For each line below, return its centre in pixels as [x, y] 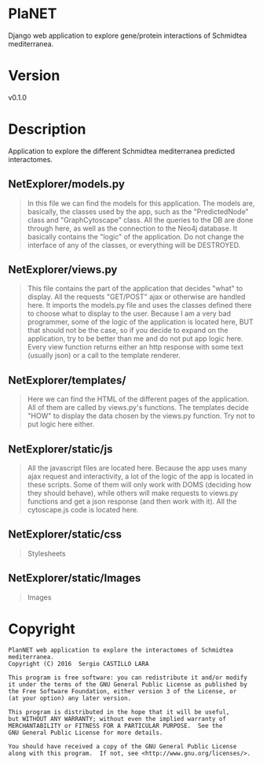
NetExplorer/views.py [63, 270]
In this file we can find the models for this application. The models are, [141, 203]
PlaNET [33, 14]
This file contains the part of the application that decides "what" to [135, 289]
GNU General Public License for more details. [86, 733]
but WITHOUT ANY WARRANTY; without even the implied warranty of [117, 719]
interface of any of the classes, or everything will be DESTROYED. [134, 245]
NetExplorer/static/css [65, 535]
